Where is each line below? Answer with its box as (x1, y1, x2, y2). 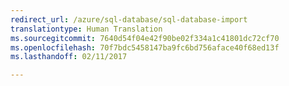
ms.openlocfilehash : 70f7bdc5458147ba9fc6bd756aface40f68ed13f (10, 42, 280, 53)
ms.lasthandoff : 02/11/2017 (10, 52, 128, 62)
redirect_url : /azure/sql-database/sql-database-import (10, 14, 248, 25)
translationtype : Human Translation (10, 24, 163, 34)
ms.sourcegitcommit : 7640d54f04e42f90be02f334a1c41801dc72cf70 (10, 33, 280, 43)
